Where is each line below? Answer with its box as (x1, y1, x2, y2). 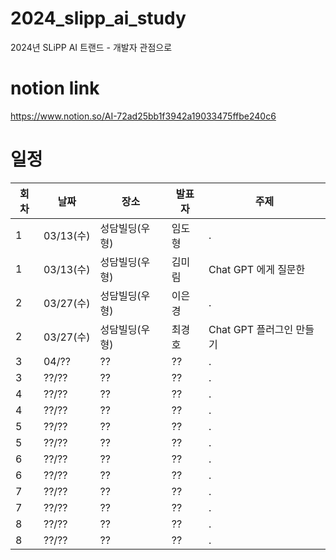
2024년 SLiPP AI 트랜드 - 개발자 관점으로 (10, 41, 173, 53)
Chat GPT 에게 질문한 (208, 262, 306, 276)
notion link (10, 77, 100, 100)
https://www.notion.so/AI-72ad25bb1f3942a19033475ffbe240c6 (10, 110, 277, 122)
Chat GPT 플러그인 (208, 322, 294, 336)
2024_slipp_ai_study (10, 7, 187, 30)
